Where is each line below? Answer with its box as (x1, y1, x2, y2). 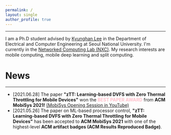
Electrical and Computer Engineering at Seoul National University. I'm (5, 41, 151, 47)
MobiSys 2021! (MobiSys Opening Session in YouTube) (12, 102, 129, 109)
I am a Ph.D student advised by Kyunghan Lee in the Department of (5, 36, 147, 42)
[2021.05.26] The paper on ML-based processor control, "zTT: (12, 107, 145, 114)
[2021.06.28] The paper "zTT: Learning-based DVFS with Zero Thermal (12, 91, 165, 97)
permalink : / (5, 7, 33, 13)
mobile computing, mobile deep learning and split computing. (5, 52, 134, 58)
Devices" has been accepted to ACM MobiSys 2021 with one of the (12, 118, 156, 125)
